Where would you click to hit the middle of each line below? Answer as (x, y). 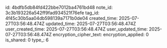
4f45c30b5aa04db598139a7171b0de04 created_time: (62, 18)
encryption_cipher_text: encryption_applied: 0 (101, 34)
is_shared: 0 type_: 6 (27, 40)
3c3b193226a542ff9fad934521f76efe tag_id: (52, 13)
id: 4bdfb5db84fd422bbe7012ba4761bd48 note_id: (59, 7)
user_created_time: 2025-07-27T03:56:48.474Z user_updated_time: (77, 29)
